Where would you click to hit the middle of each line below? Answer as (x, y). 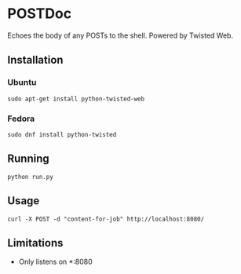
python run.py (31, 177)
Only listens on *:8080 (56, 262)
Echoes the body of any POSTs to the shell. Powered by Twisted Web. (120, 35)
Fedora (21, 119)
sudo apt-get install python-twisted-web (76, 99)
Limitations (35, 243)
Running (29, 159)
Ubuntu (22, 82)
